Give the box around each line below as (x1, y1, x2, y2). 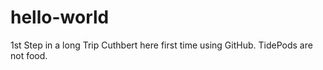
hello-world (10, 6, 110, 29)
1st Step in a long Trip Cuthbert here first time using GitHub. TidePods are (10, 39, 313, 51)
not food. (10, 49, 48, 61)
